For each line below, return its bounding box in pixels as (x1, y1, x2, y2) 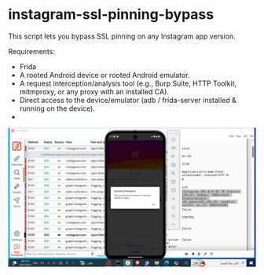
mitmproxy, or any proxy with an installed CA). (19, 86, 169, 96)
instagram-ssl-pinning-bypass (8, 5, 214, 24)
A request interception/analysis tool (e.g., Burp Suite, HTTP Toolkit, (19, 79, 237, 88)
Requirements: (8, 46, 55, 56)
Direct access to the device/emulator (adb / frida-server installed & (19, 95, 237, 104)
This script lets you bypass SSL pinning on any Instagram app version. (8, 31, 236, 41)
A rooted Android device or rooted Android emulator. (19, 70, 190, 79)
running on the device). (19, 104, 96, 113)
